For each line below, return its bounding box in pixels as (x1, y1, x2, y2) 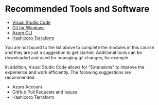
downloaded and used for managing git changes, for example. (5, 54, 130, 60)
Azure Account (12, 84, 42, 89)
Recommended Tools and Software (5, 3, 150, 15)
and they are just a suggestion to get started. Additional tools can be (5, 50, 142, 55)
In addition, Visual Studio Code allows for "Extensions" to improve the (5, 64, 145, 70)
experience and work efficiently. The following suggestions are (5, 69, 131, 75)
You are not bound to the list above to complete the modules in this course (5, 44, 155, 50)
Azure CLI (12, 30, 33, 35)
